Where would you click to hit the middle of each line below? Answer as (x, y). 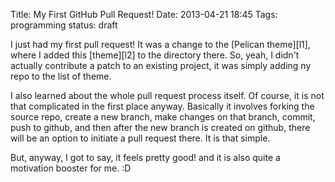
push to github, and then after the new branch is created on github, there (160, 127)
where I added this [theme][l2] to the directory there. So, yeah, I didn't (155, 55)
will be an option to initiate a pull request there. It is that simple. (140, 138)
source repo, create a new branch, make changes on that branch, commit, (163, 117)
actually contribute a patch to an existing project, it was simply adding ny (161, 65)
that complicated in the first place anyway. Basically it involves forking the (162, 106)
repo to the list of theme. (61, 76)
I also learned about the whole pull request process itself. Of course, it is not (167, 95)
